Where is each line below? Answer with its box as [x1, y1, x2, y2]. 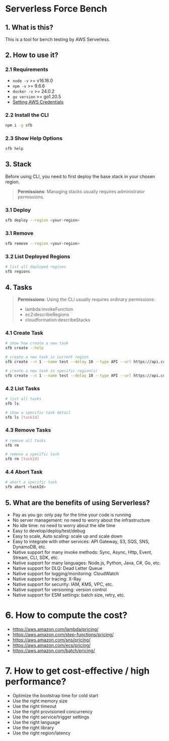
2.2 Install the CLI [5, 111, 49, 118]
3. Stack [5, 160, 32, 169]
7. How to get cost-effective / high [5, 665, 150, 677]
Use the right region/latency [12, 730, 71, 736]
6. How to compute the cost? [5, 610, 128, 621]
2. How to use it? [5, 51, 59, 59]
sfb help [5, 146, 24, 151]
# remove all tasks [5, 438, 46, 443]
